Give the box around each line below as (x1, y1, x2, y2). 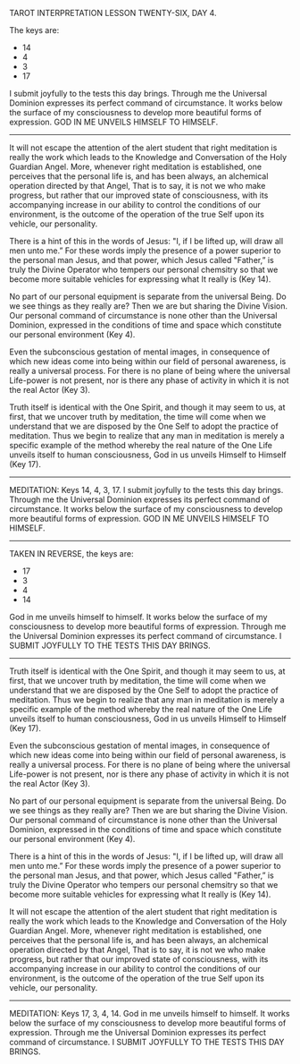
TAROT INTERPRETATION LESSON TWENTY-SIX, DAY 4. (9, 8, 217, 18)
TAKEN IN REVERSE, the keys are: (9, 549, 134, 558)
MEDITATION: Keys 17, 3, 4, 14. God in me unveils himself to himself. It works (9, 1009, 290, 1018)
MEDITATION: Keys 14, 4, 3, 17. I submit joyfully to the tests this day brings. (9, 485, 284, 495)
